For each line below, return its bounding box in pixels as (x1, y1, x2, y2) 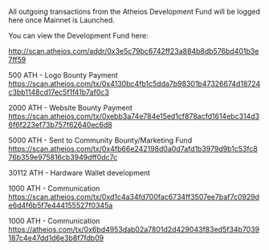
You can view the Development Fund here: (8, 31, 149, 40)
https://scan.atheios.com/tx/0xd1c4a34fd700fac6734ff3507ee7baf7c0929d (8, 192, 259, 201)
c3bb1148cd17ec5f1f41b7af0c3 (8, 87, 110, 97)
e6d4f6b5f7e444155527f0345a (8, 200, 113, 210)
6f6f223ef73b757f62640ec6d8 (8, 120, 112, 129)
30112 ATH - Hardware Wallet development (8, 168, 151, 177)
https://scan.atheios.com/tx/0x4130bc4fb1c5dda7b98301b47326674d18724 (8, 79, 261, 88)
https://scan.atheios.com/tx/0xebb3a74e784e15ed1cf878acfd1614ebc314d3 (8, 111, 259, 121)
